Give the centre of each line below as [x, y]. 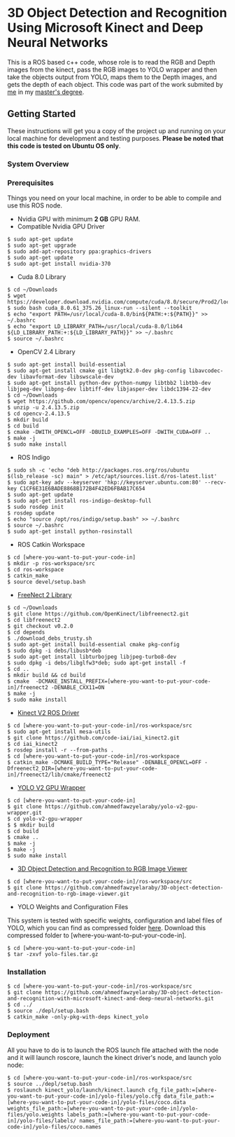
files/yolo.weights [36, 1115]
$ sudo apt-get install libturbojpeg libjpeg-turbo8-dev [92, 657]
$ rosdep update [31, 513]
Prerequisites [30, 182]
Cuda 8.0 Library [42, 277]
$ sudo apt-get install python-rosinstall [70, 531]
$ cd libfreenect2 [34, 620]
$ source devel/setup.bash [47, 582]
